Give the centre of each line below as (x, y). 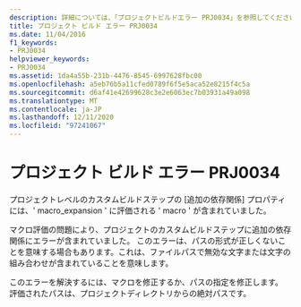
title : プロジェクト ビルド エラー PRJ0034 (84, 26)
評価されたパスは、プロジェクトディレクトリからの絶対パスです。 (130, 293)
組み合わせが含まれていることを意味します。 (91, 263)
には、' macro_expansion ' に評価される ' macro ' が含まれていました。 (140, 210)
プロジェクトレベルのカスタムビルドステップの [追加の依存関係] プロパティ (148, 199)
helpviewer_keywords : (50, 59)
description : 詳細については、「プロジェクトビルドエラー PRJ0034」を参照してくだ (146, 17)
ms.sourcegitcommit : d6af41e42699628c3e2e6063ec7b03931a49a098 (130, 92)
